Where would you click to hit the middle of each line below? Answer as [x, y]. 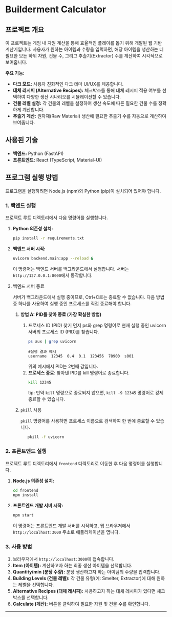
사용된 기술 [22, 140]
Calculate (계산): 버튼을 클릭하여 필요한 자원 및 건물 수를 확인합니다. [81, 604]
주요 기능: [15, 73]
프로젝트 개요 [25, 29]
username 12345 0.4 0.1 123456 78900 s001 [81, 356]
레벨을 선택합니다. [36, 584]
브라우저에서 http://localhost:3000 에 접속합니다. [63, 559]
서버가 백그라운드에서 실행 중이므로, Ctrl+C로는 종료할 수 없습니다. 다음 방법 [89, 297]
